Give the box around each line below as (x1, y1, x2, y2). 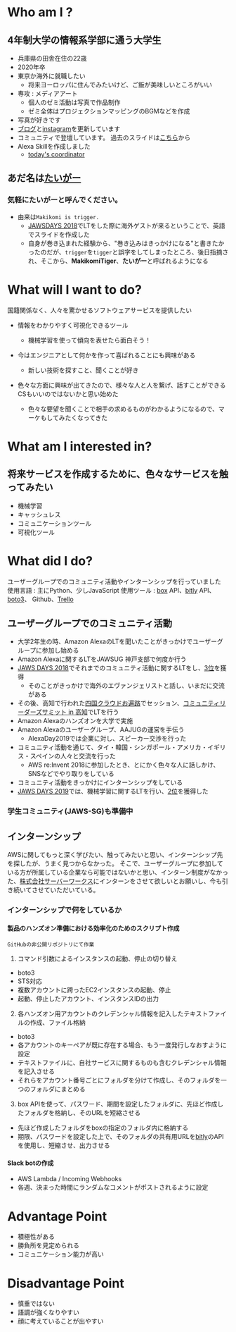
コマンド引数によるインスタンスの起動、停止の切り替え (17, 954, 178, 963)
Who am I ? (7, 4, 73, 20)
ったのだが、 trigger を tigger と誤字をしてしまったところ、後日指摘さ (27, 247, 229, 256)
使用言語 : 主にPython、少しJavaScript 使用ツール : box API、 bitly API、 (7, 586, 216, 594)
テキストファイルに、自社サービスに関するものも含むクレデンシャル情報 (17, 1059, 227, 1067)
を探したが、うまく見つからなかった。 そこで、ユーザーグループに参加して (7, 859, 223, 868)
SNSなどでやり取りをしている (27, 770, 114, 778)
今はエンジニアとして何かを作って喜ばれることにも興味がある (17, 350, 196, 359)
